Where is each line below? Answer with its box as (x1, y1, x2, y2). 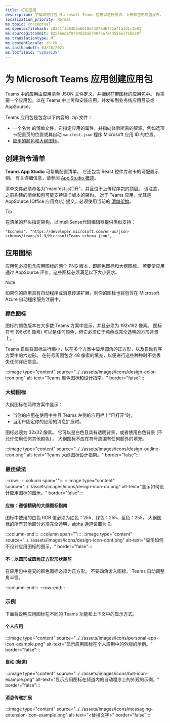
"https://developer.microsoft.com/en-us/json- (30, 229, 130, 234)
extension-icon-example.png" (5, 712, 68, 718)
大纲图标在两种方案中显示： (5, 401, 63, 407)
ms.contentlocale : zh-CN (5, 41, 58, 46)
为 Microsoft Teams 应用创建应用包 (5, 73, 153, 85)
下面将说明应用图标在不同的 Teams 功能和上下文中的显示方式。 (5, 610, 137, 617)
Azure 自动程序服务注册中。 (5, 296, 63, 302)
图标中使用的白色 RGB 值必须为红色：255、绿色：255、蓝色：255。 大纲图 (5, 515, 162, 521)
